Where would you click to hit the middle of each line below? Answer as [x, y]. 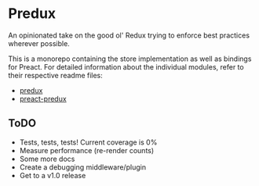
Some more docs [47, 159]
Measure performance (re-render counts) [87, 150]
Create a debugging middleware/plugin [83, 167]
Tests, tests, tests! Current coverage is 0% [88, 142]
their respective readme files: [56, 75]
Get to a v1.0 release [53, 175]
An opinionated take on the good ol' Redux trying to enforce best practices [129, 35]
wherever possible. [39, 43]
